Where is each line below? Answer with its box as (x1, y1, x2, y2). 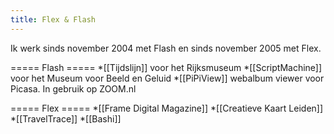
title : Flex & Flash (10, 14, 97, 25)
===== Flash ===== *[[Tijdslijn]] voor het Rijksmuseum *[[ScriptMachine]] (10, 61, 323, 73)
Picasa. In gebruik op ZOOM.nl (10, 82, 137, 95)
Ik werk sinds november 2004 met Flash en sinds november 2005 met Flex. (10, 42, 322, 54)
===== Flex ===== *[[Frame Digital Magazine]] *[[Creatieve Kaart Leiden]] (10, 102, 324, 114)
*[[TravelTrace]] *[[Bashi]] (10, 112, 122, 125)
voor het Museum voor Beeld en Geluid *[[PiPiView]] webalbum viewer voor (10, 72, 325, 84)
